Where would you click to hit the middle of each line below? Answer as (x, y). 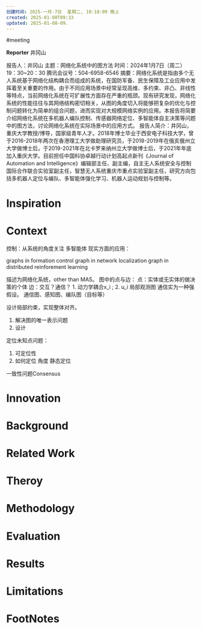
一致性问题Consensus (33, 373)
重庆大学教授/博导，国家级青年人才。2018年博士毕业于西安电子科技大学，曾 (100, 133)
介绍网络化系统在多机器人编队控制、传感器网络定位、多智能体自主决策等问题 (101, 118)
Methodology (41, 509)
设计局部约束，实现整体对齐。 (43, 307)
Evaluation (33, 536)
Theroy (25, 481)
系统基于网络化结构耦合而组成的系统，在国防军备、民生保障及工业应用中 (101, 81)
